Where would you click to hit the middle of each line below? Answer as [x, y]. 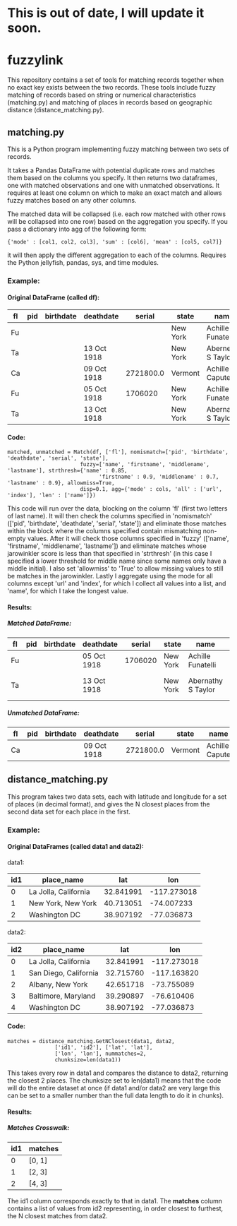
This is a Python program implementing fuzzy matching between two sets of [118, 149]
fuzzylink [35, 60]
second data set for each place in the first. [69, 811]
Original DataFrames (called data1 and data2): [76, 847]
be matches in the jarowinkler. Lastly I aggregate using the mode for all [110, 576]
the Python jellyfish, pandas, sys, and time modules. [83, 262]
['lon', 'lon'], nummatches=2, [101, 1054]
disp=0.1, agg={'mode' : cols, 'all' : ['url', [151, 489]
